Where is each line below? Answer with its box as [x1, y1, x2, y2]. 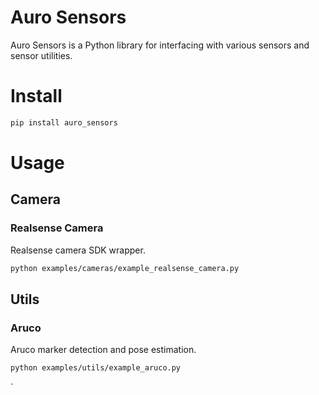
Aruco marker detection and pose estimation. [10, 344, 197, 356]
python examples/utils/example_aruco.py [10, 363, 182, 373]
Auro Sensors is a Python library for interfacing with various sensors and [10, 39, 310, 51]
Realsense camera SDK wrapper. [10, 244, 146, 256]
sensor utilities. [10, 49, 73, 61]
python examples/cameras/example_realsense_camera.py [10, 263, 240, 273]
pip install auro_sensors [10, 117, 118, 128]
